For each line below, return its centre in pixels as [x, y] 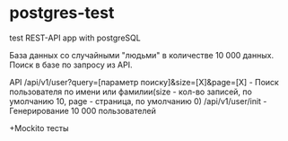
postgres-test [62, 13]
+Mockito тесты [39, 128]
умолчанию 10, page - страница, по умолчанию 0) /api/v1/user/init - [138, 101]
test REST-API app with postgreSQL [75, 38]
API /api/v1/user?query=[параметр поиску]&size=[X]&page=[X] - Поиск [144, 82]
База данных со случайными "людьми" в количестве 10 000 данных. [142, 55]
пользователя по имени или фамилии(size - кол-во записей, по [131, 92]
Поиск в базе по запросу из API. [71, 65]
